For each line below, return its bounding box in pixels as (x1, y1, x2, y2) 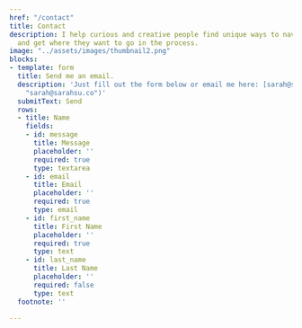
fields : (25, 122, 54, 131)
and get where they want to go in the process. (17, 38, 200, 48)
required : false (32, 280, 94, 289)
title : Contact (9, 22, 67, 31)
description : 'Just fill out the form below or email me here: (17, 80, 259, 89)
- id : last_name (25, 255, 87, 265)
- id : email (25, 172, 70, 181)
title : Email (32, 181, 83, 190)
